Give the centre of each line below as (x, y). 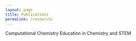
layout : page (19, 10)
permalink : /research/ (29, 19)
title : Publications (27, 14)
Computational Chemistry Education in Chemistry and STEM (68, 33)
